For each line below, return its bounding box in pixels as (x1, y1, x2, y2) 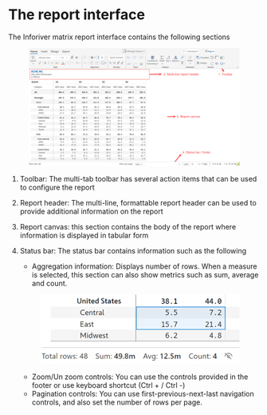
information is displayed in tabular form (19, 230, 149, 240)
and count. (31, 278, 68, 288)
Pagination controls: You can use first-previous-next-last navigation (31, 389, 254, 399)
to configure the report (19, 182, 96, 192)
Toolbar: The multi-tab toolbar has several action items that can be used (19, 174, 257, 183)
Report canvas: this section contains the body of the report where (19, 221, 237, 231)
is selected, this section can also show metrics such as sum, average (31, 269, 259, 279)
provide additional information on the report (19, 206, 163, 216)
